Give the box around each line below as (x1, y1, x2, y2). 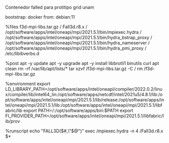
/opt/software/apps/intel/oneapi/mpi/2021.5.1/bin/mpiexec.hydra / (5, 29, 142, 35)
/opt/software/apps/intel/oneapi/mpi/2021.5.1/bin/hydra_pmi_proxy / (5, 45, 147, 51)
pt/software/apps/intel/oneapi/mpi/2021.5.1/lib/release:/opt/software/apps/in (5, 97, 164, 103)
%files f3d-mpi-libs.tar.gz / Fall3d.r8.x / (5, 24, 87, 30)
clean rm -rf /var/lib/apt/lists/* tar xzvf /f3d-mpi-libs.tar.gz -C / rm (5, 65, 143, 71)
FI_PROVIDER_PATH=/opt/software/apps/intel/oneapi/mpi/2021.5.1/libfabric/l (5, 113, 164, 119)
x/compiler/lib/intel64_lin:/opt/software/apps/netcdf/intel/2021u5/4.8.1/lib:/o (5, 92, 163, 97)
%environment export (5, 81, 50, 87)
